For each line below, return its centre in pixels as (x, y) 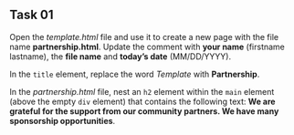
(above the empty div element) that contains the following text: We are (142, 101)
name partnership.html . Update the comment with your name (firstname (147, 47)
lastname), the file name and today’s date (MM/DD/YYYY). (120, 56)
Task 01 (31, 15)
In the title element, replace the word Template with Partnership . (135, 74)
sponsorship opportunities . (63, 120)
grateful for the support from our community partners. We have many (144, 111)
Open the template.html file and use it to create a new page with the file (144, 36)
